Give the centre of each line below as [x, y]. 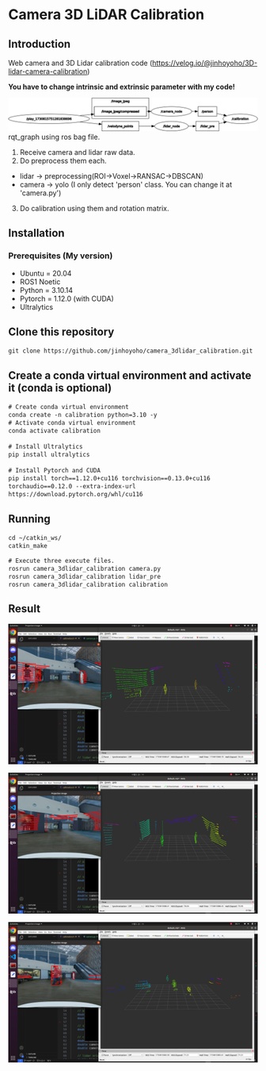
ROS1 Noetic [40, 281]
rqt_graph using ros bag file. [54, 137]
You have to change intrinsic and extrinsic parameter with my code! [122, 87]
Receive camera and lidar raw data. [78, 152]
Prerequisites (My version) [61, 256]
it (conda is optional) [60, 388]
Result [25, 609]
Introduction [40, 44]
